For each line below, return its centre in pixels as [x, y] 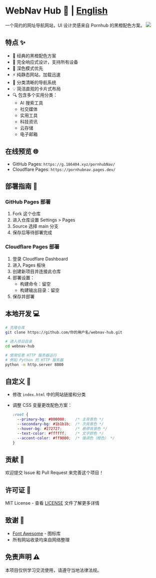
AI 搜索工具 [31, 102]
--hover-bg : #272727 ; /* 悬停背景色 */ [62, 429]
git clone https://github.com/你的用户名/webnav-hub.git [64, 332]
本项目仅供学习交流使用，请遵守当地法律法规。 [53, 570]
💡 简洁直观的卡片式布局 [36, 88]
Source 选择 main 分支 [35, 226]
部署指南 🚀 [21, 186]
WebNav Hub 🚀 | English [56, 11]
